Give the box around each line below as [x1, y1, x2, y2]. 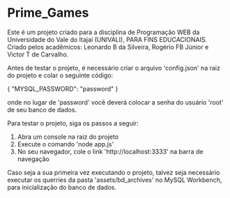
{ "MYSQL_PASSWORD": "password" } [7, 84, 118, 93]
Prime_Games [7, 5, 89, 21]
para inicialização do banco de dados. [7, 183, 117, 191]
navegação [17, 155, 50, 163]
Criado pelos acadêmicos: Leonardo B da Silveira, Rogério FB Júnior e [7, 43, 209, 51]
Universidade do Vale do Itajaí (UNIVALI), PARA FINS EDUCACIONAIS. [7, 35, 208, 43]
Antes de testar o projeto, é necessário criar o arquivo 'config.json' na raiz [7, 63, 221, 72]
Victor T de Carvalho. [7, 50, 69, 59]
